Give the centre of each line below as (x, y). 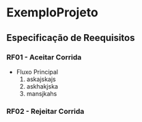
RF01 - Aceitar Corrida (44, 57)
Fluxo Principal (37, 72)
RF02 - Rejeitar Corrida (45, 111)
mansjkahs (42, 93)
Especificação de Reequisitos (71, 38)
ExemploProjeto (52, 13)
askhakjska (42, 86)
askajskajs (41, 79)
